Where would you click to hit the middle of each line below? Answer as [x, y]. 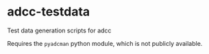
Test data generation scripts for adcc [59, 30]
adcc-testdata [49, 12]
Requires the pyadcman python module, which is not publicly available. [105, 43]
